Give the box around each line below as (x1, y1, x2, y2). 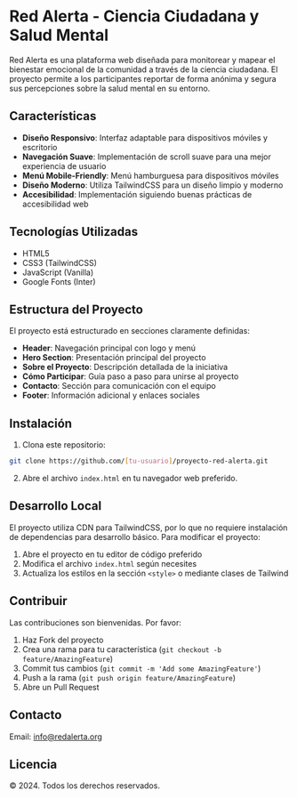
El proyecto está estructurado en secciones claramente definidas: (9, 326, 251, 336)
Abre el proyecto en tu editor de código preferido (21, 549, 203, 560)
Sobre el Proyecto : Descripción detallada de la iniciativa (21, 362, 229, 373)
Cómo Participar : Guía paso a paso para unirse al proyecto (21, 371, 239, 382)
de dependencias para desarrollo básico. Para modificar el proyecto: (9, 531, 261, 542)
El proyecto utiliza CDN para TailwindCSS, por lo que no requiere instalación (9, 522, 288, 533)
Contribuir (9, 593, 68, 609)
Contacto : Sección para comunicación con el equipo (21, 381, 216, 391)
